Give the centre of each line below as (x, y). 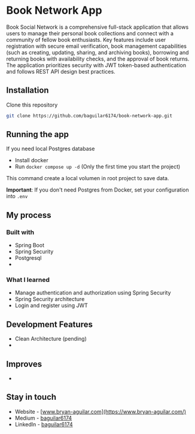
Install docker (32, 160)
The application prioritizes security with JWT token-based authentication (96, 65)
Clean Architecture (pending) (51, 339)
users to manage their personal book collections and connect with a (90, 33)
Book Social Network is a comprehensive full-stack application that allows (97, 27)
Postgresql (28, 258)
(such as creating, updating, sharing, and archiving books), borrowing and (98, 52)
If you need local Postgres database (51, 149)
